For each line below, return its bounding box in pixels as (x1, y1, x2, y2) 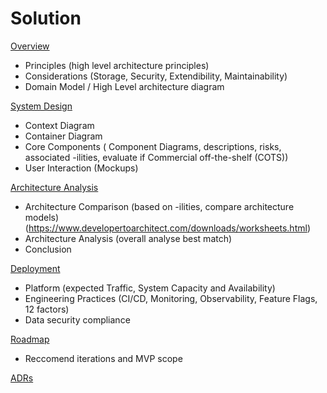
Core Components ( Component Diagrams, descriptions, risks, (24, 140, 282, 152)
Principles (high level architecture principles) (24, 59, 210, 71)
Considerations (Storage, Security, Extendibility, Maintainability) (24, 70, 288, 82)
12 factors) (24, 303, 70, 315)
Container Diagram (24, 130, 103, 142)
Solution (10, 7, 82, 30)
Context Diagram (24, 119, 95, 131)
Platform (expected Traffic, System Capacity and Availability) (24, 282, 276, 294)
